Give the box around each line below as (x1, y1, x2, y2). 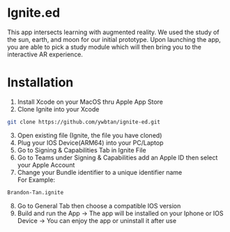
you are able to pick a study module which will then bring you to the (7, 42, 202, 51)
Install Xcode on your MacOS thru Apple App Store (17, 98, 164, 106)
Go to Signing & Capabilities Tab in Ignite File (17, 146, 146, 154)
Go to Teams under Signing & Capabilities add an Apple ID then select (17, 153, 218, 162)
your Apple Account (17, 160, 75, 169)
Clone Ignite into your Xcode (17, 105, 100, 113)
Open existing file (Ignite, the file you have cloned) (17, 131, 162, 139)
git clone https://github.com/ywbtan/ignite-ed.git (7, 118, 160, 125)
